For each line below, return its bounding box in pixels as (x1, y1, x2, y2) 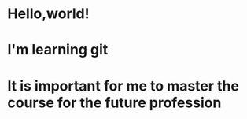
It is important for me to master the (7, 76, 239, 95)
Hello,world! (7, 5, 90, 23)
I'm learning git (7, 41, 109, 59)
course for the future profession (7, 94, 222, 111)
